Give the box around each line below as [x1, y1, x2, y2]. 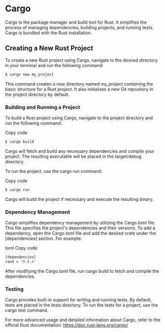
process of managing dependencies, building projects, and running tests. [5, 24, 154, 30]
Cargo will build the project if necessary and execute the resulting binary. [5, 196, 154, 202]
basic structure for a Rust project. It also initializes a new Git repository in [5, 86, 154, 92]
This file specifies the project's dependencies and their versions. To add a [5, 225, 156, 231]
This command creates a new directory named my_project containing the [5, 81, 154, 87]
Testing [5, 286, 24, 293]
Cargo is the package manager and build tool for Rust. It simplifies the [5, 19, 147, 25]
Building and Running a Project [5, 104, 80, 111]
